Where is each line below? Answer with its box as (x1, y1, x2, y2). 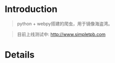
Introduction (5, 3, 58, 15)
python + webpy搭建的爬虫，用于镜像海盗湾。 (17, 20, 112, 26)
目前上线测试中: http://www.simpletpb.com (17, 31, 106, 37)
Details (5, 49, 35, 60)
